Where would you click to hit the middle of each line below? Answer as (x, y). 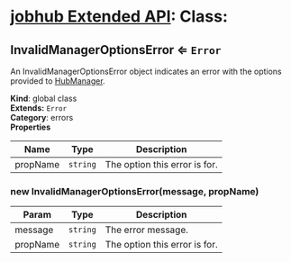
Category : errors (42, 117)
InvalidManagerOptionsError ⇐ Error (116, 50)
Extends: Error (38, 108)
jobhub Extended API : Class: (119, 17)
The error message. (146, 230)
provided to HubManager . (58, 81)
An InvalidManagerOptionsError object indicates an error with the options (146, 71)
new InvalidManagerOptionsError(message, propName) (135, 191)
